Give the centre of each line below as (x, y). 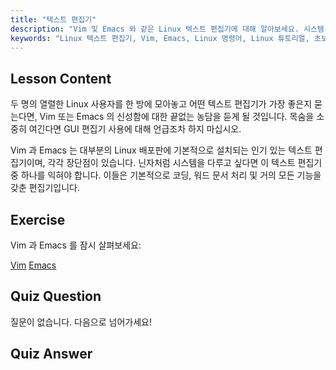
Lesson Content (61, 78)
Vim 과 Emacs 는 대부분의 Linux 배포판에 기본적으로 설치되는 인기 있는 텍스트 (161, 150)
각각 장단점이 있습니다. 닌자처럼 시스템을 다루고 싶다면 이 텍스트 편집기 (185, 163)
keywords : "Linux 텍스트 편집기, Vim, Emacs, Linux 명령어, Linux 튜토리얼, (160, 38)
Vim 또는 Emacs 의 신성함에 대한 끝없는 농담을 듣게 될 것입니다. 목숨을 (177, 117)
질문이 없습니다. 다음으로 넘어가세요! (81, 322)
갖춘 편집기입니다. (45, 188)
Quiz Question (56, 296)
